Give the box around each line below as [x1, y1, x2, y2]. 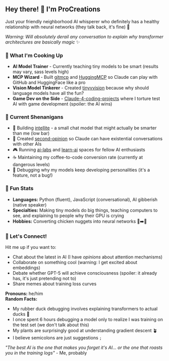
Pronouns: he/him [5, 291, 43, 296]
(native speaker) [12, 201, 47, 208]
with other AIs [12, 141, 42, 147]
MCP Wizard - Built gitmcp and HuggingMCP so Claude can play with [12, 74, 158, 80]
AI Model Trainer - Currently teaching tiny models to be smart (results [12, 64, 159, 70]
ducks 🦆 [12, 311, 30, 317]
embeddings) [12, 265, 40, 271]
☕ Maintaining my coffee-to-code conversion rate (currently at [12, 154, 143, 161]
